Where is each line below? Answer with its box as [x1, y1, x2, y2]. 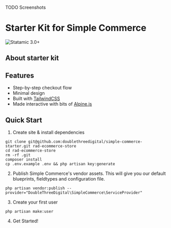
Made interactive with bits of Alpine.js [12, 101, 92, 107]
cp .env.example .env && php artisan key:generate [5, 161, 115, 166]
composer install [5, 157, 42, 162]
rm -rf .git [5, 153, 31, 158]
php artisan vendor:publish [5, 186, 65, 191]
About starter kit [5, 54, 59, 63]
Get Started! [12, 218, 39, 224]
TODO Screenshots [5, 5, 46, 10]
